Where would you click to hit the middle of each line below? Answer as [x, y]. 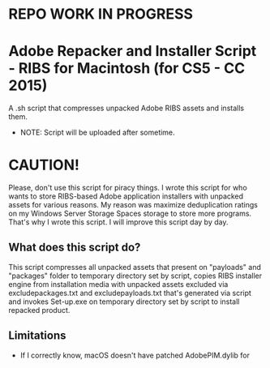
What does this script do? [75, 248]
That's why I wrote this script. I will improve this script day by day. [118, 222]
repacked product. [39, 310]
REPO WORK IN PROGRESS [101, 14]
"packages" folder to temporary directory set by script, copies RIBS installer [135, 276]
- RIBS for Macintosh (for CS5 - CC [127, 68]
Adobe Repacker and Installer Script [133, 51]
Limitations [37, 336]
